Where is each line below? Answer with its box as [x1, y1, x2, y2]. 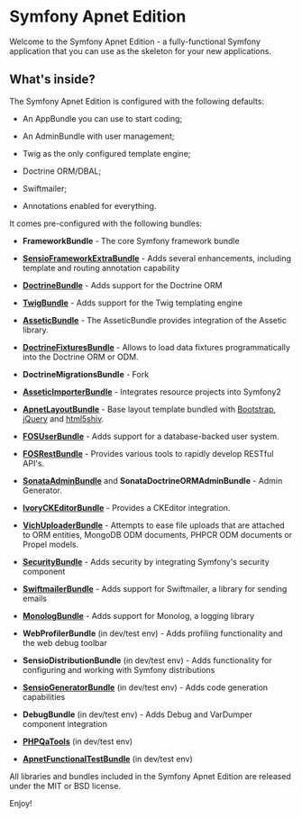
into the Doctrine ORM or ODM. [22, 351, 139, 362]
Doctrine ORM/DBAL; [22, 165, 102, 177]
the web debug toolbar [22, 637, 108, 648]
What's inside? [9, 72, 96, 87]
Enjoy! [9, 797, 33, 808]
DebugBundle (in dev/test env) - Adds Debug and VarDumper [22, 709, 252, 720]
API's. [22, 458, 45, 468]
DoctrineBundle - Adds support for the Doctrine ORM [22, 279, 223, 290]
